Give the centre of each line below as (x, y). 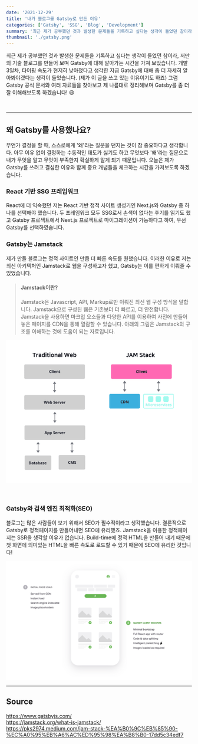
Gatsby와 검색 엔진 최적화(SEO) (49, 509)
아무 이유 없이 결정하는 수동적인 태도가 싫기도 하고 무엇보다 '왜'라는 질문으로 (101, 152)
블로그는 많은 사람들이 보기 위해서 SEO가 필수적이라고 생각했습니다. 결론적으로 (96, 523)
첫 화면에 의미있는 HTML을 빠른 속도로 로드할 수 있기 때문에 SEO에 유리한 (91, 545)
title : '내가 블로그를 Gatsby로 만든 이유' (54, 19)
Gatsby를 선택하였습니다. (35, 228)
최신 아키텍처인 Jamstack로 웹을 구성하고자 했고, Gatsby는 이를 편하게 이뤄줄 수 (99, 266)
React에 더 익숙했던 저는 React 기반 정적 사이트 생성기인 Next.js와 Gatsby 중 (95, 205)
